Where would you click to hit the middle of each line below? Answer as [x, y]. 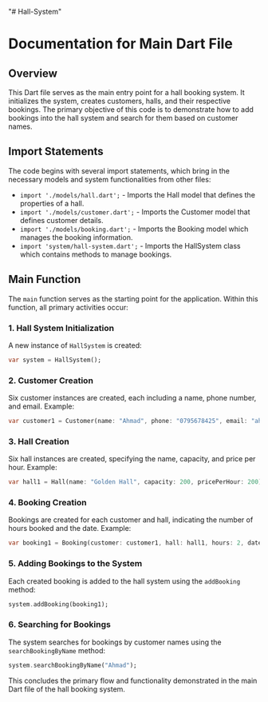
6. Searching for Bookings [60, 624]
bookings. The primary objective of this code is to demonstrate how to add [131, 110]
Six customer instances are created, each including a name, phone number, [132, 398]
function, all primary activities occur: [69, 307]
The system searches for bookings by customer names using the [115, 642]
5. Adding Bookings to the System [75, 564]
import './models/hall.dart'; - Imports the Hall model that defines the [137, 194]
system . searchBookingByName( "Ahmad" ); [73, 665]
